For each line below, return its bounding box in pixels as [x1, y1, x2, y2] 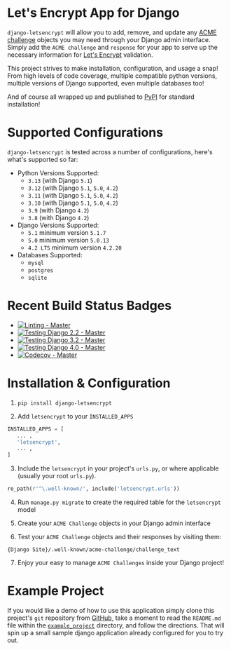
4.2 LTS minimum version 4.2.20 [27, 243, 122, 252]
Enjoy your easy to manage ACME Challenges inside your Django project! [17, 559, 224, 567]
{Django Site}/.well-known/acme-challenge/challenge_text [7, 546, 180, 553]
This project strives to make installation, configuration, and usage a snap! [7, 64, 218, 72]
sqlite [27, 274, 48, 281]
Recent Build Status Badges [7, 298, 172, 313]
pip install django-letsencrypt [17, 400, 112, 407]
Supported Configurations [7, 125, 163, 141]
